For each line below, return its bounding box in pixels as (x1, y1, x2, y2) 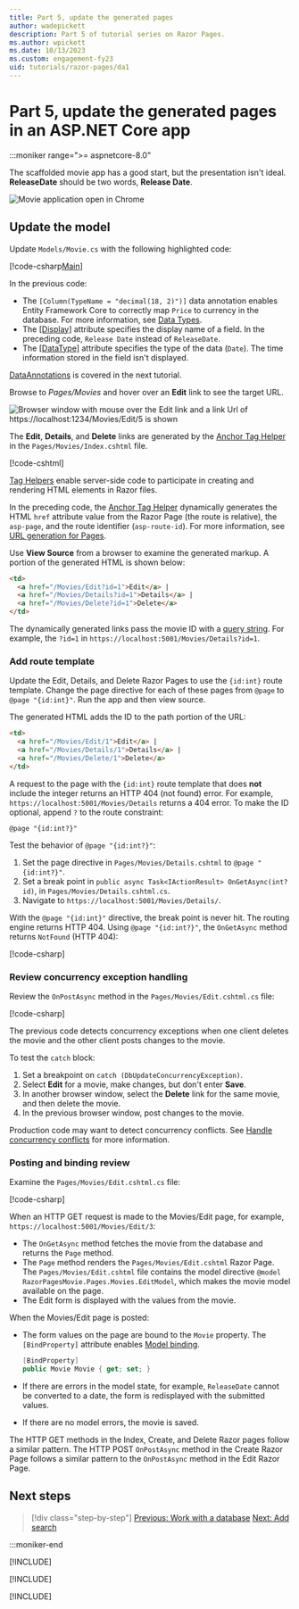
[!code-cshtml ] (9, 457, 64, 469)
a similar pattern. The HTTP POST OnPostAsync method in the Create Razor (9, 1444, 283, 1455)
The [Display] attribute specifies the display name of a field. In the (21, 323, 265, 335)
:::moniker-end (9, 1539, 64, 1549)
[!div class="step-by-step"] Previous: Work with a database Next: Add (30, 1512, 290, 1522)
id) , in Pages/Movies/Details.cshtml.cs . (21, 885, 170, 896)
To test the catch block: (9, 1052, 96, 1063)
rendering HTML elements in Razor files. (9, 484, 158, 495)
